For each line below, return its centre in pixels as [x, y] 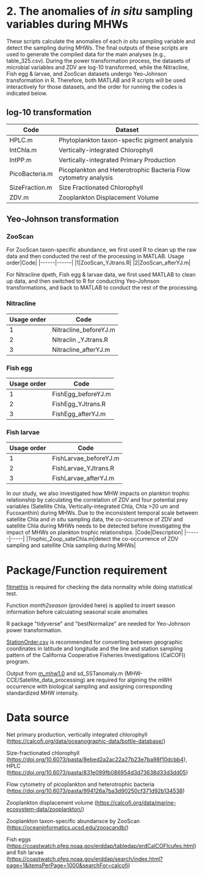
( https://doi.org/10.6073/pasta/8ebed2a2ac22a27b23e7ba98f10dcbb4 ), [97, 759]
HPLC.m [21, 140]
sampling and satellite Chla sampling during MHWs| [71, 545]
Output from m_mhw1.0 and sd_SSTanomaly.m [65, 674]
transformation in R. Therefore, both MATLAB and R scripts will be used [96, 80]
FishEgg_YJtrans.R [78, 404]
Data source [38, 718]
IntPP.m [20, 160]
